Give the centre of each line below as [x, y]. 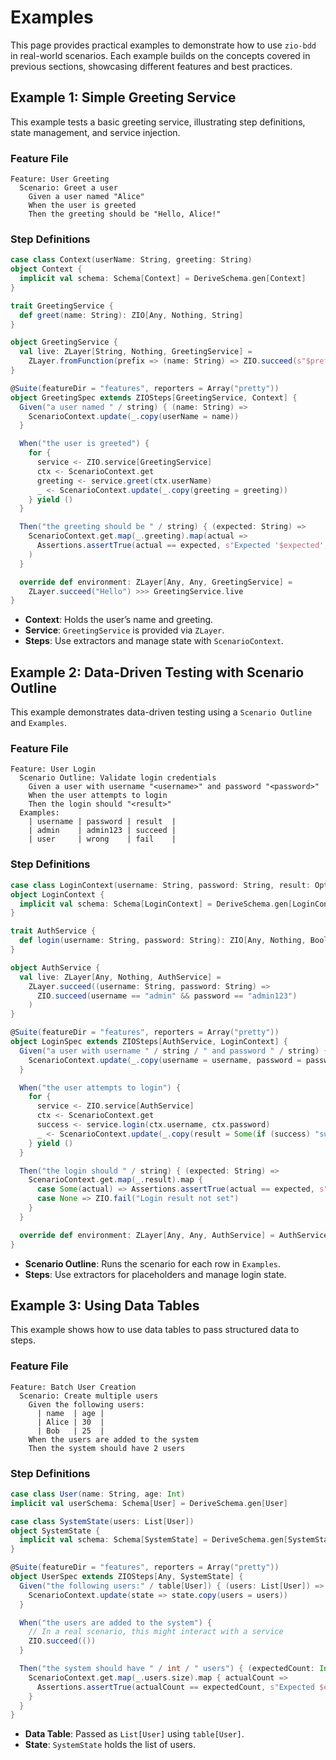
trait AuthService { [53, 931]
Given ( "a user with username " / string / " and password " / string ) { [174, 1051]
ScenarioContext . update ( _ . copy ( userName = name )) [134, 416]
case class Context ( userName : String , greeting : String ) [131, 260]
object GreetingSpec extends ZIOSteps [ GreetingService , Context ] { [154, 397]
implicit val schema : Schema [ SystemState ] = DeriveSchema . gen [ [154, 1540]
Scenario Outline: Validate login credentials [118, 778]
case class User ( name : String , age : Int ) [98, 1494]
